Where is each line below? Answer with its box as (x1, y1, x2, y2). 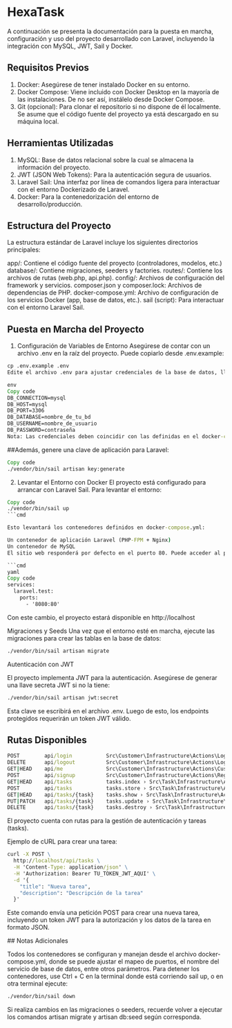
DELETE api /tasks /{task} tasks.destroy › (7, 804, 153, 811)
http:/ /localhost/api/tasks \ (13, 857, 100, 864)
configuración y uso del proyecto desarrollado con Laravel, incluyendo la (7, 34, 215, 42)
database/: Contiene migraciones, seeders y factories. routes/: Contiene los (7, 266, 223, 275)
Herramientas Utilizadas (7, 137, 114, 149)
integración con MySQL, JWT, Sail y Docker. (7, 42, 133, 50)
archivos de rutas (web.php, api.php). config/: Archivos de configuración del (7, 274, 225, 282)
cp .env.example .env (7, 363, 70, 369)
